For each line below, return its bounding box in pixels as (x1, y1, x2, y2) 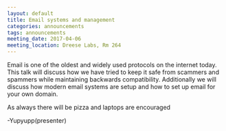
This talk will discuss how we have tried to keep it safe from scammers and (7, 68, 220, 76)
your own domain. (7, 90, 58, 98)
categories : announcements (7, 23, 84, 29)
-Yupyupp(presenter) (7, 117, 67, 124)
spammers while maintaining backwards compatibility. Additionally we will (7, 75, 216, 83)
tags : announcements (7, 29, 67, 36)
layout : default (7, 10, 54, 17)
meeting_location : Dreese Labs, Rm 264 (7, 42, 122, 49)
